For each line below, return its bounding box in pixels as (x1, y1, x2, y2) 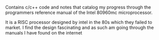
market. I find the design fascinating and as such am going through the (5, 24, 154, 30)
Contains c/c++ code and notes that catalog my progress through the (5, 4, 151, 10)
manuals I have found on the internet (5, 30, 83, 35)
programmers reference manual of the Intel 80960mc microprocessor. (5, 9, 153, 15)
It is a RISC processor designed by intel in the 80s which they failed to (5, 19, 152, 25)
